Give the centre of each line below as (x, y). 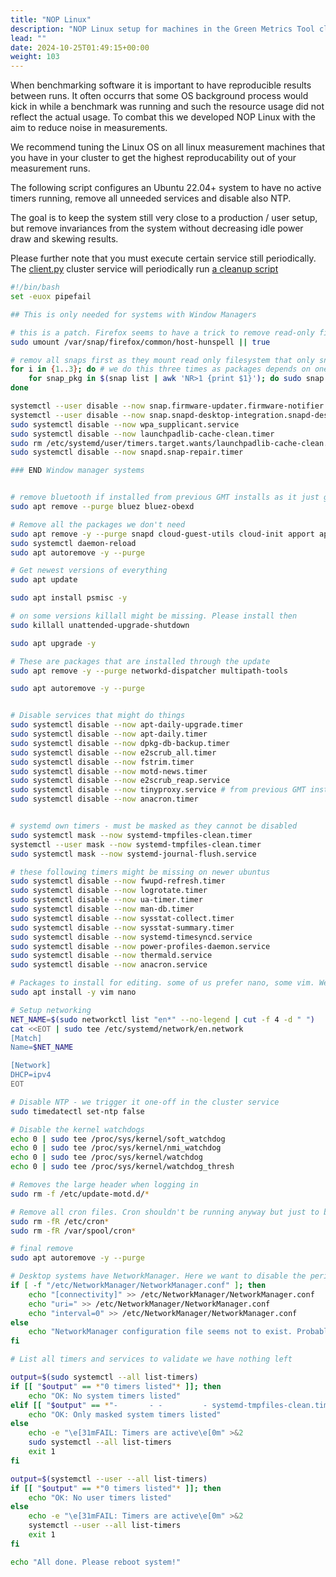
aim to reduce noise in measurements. (89, 128)
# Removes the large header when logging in (104, 1185)
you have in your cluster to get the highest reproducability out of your (153, 158)
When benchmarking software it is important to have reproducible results (161, 85)
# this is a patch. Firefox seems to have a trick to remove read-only (162, 332)
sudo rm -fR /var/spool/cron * (73, 1231)
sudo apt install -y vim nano (73, 992)
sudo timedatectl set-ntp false (77, 1111)
